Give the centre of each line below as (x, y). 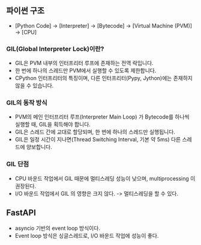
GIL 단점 (18, 164)
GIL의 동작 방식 (27, 103)
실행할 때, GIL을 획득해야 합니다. (53, 125)
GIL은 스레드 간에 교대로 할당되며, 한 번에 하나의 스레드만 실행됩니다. (95, 132)
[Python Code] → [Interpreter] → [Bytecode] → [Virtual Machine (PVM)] (103, 25)
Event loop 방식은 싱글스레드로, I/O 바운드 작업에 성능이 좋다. (87, 235)
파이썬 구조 (25, 11)
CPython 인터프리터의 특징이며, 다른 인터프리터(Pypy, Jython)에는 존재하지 (104, 78)
